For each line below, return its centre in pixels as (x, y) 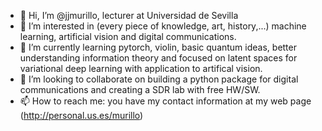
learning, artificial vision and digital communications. (128, 36)
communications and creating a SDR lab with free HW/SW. (140, 89)
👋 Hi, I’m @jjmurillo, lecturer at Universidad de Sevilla (129, 15)
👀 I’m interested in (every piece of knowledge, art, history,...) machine (163, 26)
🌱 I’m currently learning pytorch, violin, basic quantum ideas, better (158, 47)
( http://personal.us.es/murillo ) (81, 115)
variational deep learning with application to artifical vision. (141, 68)
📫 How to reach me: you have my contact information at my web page (165, 101)
